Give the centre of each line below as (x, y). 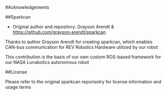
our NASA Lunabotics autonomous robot (47, 62)
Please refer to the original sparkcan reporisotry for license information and (84, 82)
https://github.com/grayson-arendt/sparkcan (59, 32)
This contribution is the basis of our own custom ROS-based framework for (83, 57)
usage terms (18, 87)
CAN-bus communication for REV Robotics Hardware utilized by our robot (82, 47)
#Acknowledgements (27, 7)
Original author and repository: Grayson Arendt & (63, 27)
